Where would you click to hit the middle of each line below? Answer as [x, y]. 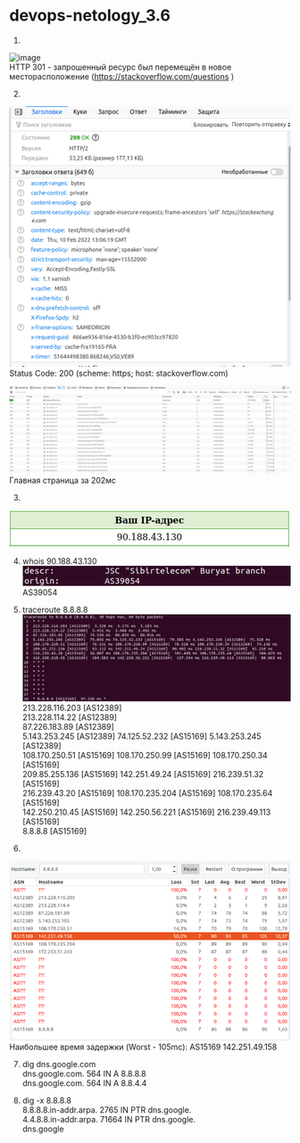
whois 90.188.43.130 [59, 561]
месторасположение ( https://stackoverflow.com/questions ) [122, 76]
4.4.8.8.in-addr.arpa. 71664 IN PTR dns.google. [109, 1120]
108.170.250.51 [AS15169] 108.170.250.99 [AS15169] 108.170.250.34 [145, 756]
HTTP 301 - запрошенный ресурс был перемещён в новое [121, 67]
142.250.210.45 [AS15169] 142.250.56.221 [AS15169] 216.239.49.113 [146, 812]
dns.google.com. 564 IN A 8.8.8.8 [84, 1074]
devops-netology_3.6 [90, 16]
